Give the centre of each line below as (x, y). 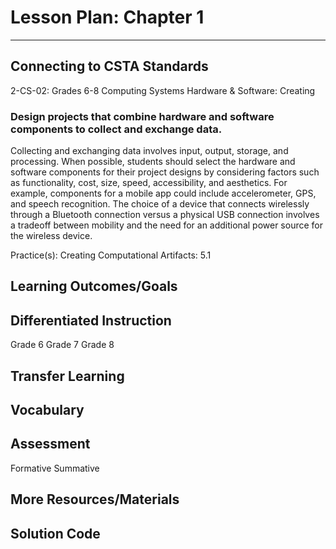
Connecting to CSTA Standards (109, 66)
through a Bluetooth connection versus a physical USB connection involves (165, 215)
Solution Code (55, 533)
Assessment (50, 444)
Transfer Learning (67, 376)
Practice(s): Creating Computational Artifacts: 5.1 (111, 255)
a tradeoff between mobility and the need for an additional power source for (167, 225)
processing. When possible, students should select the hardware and (153, 162)
